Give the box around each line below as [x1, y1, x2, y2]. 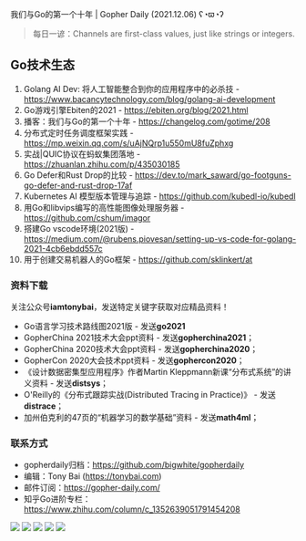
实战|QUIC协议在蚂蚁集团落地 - [23, 148, 140, 159]
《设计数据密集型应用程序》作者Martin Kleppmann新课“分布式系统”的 [23, 367, 284, 378]
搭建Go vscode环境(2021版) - [23, 223, 135, 234]
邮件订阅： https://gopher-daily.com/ [23, 483, 160, 494]
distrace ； [23, 401, 65, 411]
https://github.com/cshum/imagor [23, 212, 151, 223]
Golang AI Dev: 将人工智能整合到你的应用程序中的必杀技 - [23, 83, 240, 94]
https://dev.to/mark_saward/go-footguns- [134, 169, 292, 181]
